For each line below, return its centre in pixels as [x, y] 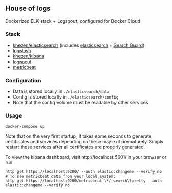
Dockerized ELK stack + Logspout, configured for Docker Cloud [73, 21]
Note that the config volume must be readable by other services [80, 103]
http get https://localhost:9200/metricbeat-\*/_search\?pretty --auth [83, 181]
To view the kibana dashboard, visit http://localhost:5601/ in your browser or [86, 157]
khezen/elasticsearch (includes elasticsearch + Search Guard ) [79, 45]
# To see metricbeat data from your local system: [61, 176]
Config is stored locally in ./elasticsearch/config [65, 97]
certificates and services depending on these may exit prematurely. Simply [84, 141]
